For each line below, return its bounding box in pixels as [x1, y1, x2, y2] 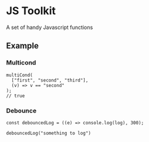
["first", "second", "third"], [11, 77, 89, 83]
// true [6, 93, 25, 99]
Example [6, 41, 39, 51]
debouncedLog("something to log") [6, 130, 92, 136]
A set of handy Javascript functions [6, 24, 93, 31]
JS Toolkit [6, 4, 56, 18]
